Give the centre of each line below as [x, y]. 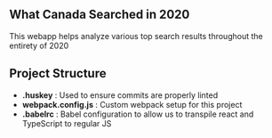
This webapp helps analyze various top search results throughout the [136, 36]
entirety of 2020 [39, 45]
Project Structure [58, 73]
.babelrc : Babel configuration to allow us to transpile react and [138, 114]
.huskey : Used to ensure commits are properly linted [120, 95]
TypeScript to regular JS [67, 123]
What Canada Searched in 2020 [100, 15]
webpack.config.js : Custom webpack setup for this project [132, 104]
